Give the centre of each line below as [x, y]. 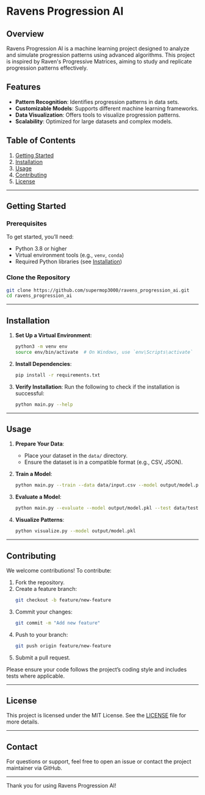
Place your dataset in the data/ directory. [76, 456]
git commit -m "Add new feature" [58, 623]
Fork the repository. [40, 582]
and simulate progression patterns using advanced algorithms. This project [101, 55]
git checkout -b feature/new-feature [63, 600]
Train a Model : [34, 474]
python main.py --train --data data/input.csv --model [86, 485]
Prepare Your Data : [40, 444]
